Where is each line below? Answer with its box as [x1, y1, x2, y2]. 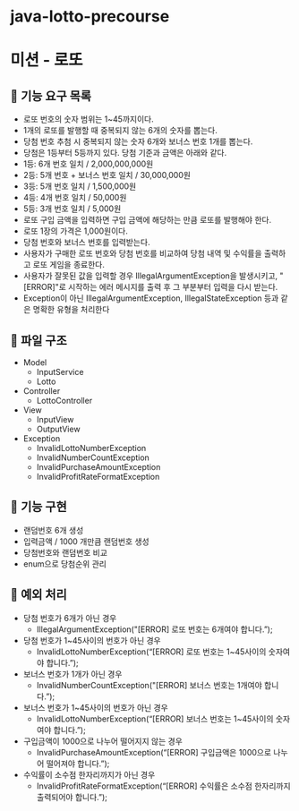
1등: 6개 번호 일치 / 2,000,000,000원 [22, 158, 154, 169]
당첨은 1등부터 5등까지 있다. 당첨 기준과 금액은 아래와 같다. [22, 148, 227, 158]
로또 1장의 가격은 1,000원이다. [22, 226, 129, 236]
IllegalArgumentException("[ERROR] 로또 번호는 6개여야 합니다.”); [36, 624, 273, 635]
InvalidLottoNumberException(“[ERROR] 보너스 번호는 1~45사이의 [36, 713, 274, 724]
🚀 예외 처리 [10, 587, 68, 602]
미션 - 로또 [10, 50, 83, 71]
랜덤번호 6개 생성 [22, 525, 84, 535]
